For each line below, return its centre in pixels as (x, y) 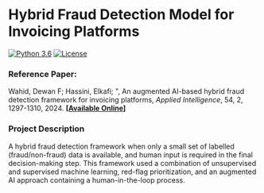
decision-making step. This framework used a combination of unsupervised (132, 163)
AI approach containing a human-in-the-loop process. (97, 179)
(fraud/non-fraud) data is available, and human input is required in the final (130, 154)
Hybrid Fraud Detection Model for (121, 15)
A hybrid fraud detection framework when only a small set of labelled (121, 146)
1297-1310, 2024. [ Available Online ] (67, 108)
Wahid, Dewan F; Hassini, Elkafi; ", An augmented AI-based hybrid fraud (126, 91)
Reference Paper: (43, 74)
